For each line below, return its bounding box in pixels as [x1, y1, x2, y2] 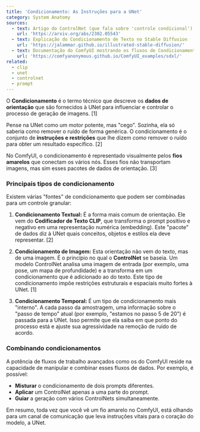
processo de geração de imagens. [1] [6, 110, 98, 117]
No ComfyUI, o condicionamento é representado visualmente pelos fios [6, 152, 183, 159]
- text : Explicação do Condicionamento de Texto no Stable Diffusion [11, 36, 187, 42]
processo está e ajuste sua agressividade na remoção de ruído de [14, 323, 177, 330]
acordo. [14, 329, 35, 337]
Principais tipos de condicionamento [6, 180, 115, 188]
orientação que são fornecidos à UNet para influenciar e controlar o [6, 104, 174, 110]
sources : [6, 20, 28, 26]
